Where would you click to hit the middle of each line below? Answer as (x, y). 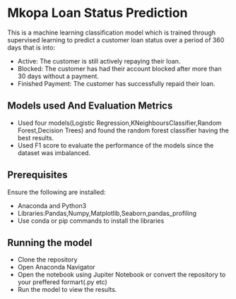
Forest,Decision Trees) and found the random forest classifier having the (123, 130)
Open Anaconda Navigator (56, 267)
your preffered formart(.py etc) (62, 282)
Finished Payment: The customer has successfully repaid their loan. (116, 83)
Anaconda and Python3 (52, 205)
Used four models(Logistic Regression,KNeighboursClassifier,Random (119, 123)
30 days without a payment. (58, 76)
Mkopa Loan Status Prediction (98, 13)
